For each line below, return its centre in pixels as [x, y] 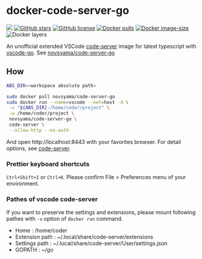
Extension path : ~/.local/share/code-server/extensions [84, 237]
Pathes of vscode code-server [52, 199]
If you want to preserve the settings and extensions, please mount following [101, 212]
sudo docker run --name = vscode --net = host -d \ [68, 102]
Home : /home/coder [41, 231]
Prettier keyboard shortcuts [48, 164]
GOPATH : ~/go [34, 250]
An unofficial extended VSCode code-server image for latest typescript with [101, 46]
